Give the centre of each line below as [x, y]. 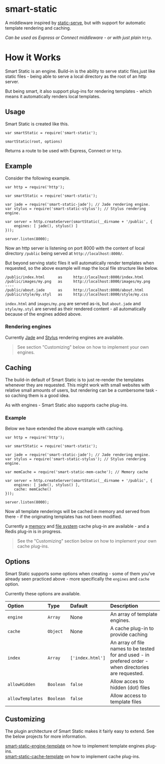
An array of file [127, 642]
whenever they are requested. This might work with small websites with [78, 385]
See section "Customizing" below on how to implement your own [83, 347]
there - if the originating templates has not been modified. [64, 516]
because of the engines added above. [43, 314]
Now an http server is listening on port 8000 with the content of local [75, 248]
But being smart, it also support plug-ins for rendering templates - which [79, 91]
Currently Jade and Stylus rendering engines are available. [65, 337]
